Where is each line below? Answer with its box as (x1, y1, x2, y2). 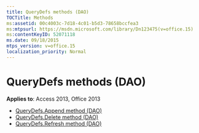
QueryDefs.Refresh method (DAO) (15, 120, 102, 127)
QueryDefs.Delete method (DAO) (15, 113, 99, 121)
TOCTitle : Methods (6, 15, 53, 21)
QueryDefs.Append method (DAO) (15, 107, 103, 114)
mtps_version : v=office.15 (6, 43, 76, 49)
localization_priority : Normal (6, 49, 87, 55)
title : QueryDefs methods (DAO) (6, 9, 89, 15)
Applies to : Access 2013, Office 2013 (6, 95, 101, 102)
